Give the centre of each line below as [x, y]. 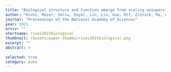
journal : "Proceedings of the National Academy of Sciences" [72, 19]
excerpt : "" [18, 43]
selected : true [21, 57]
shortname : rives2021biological [39, 33]
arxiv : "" [16, 29]
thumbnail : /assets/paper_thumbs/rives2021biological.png [68, 39]
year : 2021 [17, 24]
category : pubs [21, 62]
